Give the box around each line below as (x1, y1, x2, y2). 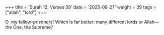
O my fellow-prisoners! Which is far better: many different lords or (5, 19, 143, 25)
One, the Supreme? (13, 24, 53, 30)
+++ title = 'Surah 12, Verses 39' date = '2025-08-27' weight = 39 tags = (5, 4, 157, 10)
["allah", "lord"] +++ (5, 9, 47, 15)
